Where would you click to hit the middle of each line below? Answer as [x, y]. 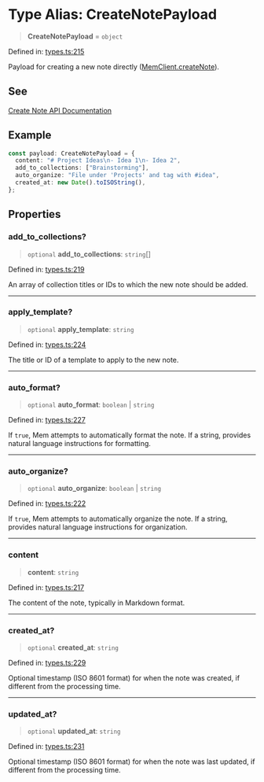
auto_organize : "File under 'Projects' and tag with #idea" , [117, 175]
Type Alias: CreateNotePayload [113, 15]
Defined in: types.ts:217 [46, 587]
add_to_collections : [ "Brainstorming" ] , [82, 168]
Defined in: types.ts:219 [46, 269]
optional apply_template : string [81, 329]
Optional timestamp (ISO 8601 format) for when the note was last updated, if [132, 762]
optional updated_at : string [74, 731]
